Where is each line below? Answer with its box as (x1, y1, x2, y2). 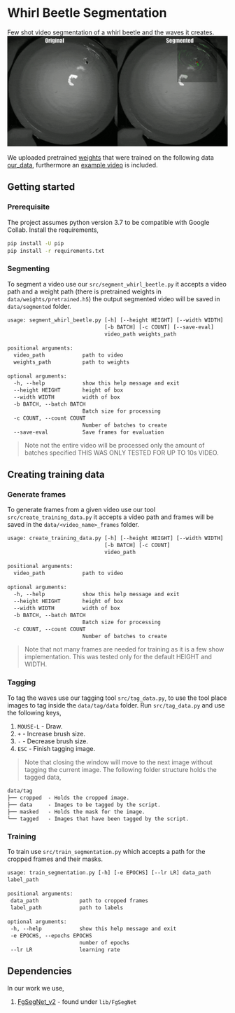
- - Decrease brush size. (17, 737, 89, 745)
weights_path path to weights (13, 359, 130, 366)
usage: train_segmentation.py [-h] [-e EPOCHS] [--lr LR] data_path (7, 869, 211, 876)
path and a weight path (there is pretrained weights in (7, 287, 162, 296)
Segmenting (7, 264, 50, 274)
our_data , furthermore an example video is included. (7, 160, 158, 169)
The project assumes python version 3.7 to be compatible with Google (7, 218, 210, 226)
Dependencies (7, 965, 72, 977)
